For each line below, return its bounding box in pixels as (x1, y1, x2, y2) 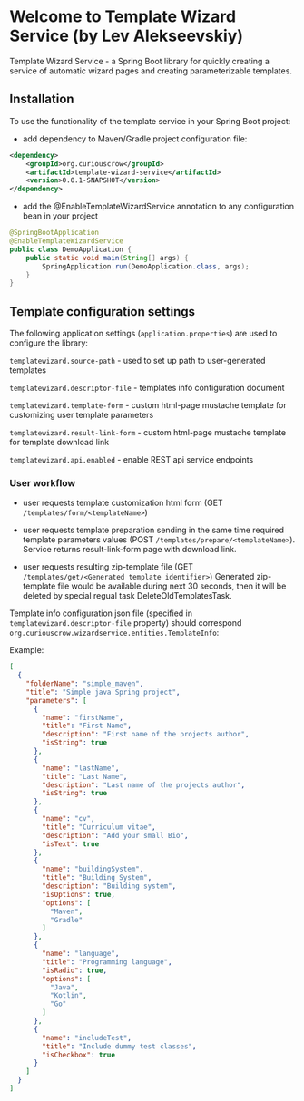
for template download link (9, 437, 110, 448)
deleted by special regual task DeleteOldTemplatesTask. (22, 590, 233, 601)
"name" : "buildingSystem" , (42, 864, 144, 874)
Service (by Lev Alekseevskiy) (9, 25, 243, 46)
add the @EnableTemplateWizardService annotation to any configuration (22, 201, 295, 212)
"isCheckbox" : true (42, 1050, 116, 1059)
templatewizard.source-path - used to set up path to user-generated (9, 356, 266, 366)
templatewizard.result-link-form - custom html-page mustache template (9, 427, 287, 438)
